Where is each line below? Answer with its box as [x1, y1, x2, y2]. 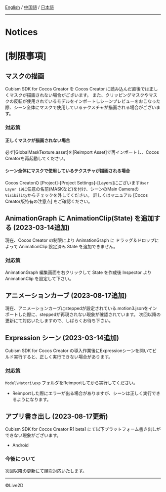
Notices [5, 27, 38, 38]
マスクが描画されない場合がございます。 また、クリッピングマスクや [9, 92, 149, 98]
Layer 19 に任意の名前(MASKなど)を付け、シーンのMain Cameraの [5, 186, 139, 192]
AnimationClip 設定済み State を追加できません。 [19, 244, 118, 250]
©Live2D [5, 482, 24, 488]
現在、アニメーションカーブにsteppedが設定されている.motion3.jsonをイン [5, 306, 157, 312]
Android [12, 442, 29, 448]
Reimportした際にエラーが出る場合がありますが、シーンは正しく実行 [12, 390, 152, 396]
